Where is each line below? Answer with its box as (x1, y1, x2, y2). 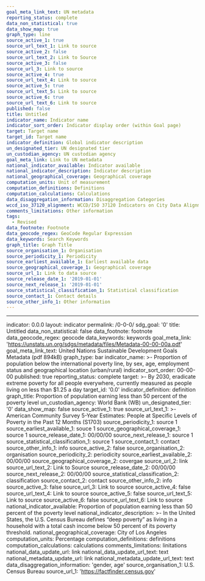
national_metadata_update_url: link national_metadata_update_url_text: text (6, 555, 194, 562)
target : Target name (6, 128, 59, 134)
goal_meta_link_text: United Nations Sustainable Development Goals (6, 347, 178, 354)
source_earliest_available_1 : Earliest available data (6, 259, 149, 265)
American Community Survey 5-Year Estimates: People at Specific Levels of (6, 412, 197, 419)
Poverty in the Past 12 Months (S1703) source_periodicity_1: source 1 (6, 418, 178, 426)
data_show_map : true (6, 26, 59, 32)
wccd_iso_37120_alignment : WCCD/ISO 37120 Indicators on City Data (6, 202, 182, 208)
